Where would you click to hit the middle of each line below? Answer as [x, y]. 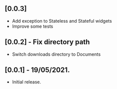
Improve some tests [33, 26]
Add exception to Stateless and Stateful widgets [62, 21]
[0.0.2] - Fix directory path [47, 42]
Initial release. [26, 82]
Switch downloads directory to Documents [56, 54]
